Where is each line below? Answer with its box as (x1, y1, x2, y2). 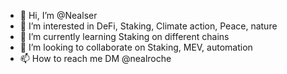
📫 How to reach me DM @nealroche (19, 53, 172, 64)
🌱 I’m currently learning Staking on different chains (19, 31, 230, 42)
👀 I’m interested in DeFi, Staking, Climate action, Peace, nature (19, 20, 278, 32)
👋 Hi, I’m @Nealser (19, 10, 98, 21)
